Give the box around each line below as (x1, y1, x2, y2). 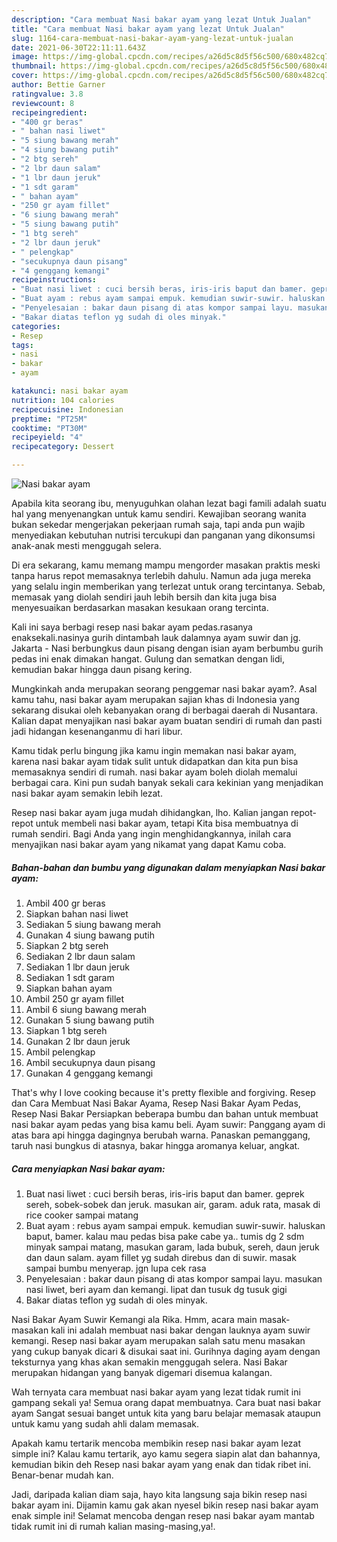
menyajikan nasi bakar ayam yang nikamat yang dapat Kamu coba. (11, 839, 287, 850)
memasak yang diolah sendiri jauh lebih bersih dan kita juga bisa (11, 591, 278, 603)
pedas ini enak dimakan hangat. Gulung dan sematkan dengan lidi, (11, 653, 285, 665)
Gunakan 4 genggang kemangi (25, 1067, 154, 1079)
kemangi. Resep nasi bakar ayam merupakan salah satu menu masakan (11, 1334, 306, 1346)
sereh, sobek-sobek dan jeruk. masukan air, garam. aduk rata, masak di (25, 1198, 321, 1210)
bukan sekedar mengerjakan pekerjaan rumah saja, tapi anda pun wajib (11, 519, 306, 530)
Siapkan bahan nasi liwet (25, 907, 129, 920)
